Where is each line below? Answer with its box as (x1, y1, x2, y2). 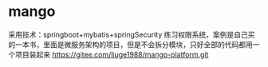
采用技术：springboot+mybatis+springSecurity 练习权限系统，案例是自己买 (8, 30, 255, 39)
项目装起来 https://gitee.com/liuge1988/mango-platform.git (14, 49, 209, 59)
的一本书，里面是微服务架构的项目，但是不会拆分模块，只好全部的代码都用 (8, 39, 253, 49)
